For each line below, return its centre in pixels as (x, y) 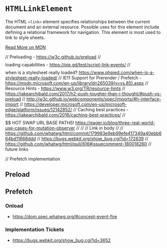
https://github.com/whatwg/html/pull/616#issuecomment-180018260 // (78, 144)
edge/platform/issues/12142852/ (39, 109)
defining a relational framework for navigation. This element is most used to (83, 32)
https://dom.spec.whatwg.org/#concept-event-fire (65, 217)
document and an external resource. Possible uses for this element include (82, 27)
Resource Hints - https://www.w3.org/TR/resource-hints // (65, 88)
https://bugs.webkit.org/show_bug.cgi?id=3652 (61, 241)
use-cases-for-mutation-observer (40, 128)
